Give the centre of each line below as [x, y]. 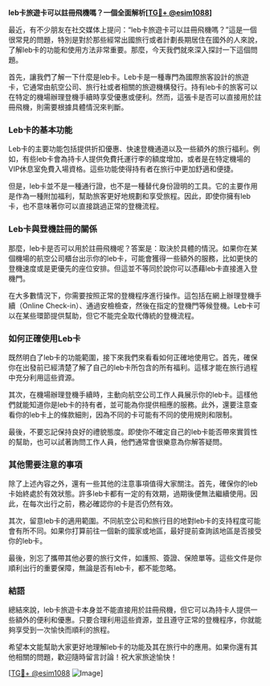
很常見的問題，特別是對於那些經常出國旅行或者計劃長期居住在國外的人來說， [135, 40]
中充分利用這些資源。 [43, 377]
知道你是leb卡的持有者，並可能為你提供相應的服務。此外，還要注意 [140, 405]
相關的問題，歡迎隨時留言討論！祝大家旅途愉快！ [96, 657]
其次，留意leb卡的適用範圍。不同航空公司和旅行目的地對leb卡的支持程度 [128, 521]
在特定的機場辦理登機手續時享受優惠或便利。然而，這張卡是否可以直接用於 [131, 97]
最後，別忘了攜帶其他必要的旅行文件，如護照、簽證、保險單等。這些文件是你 [135, 558]
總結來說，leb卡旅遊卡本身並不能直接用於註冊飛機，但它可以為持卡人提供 [130, 610]
